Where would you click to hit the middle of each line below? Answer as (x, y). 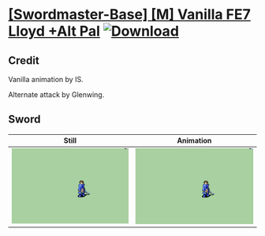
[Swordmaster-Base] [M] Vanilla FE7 (129, 15)
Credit (24, 60)
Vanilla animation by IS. (46, 79)
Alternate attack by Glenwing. (56, 95)
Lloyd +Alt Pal (54, 31)
